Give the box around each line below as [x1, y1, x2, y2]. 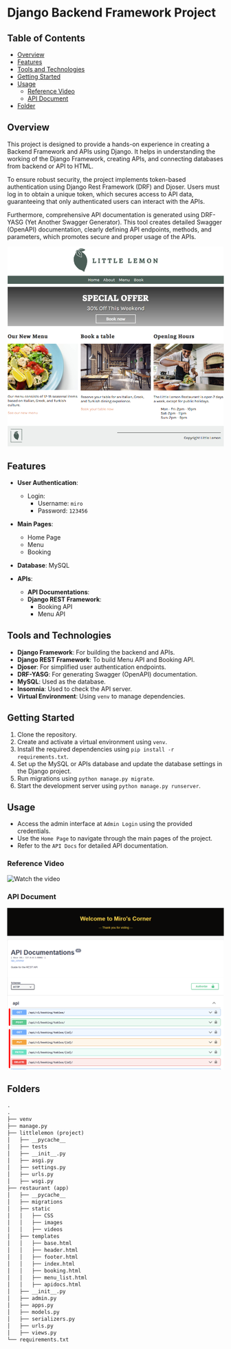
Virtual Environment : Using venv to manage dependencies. [16, 692, 186, 700]
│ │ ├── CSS [7, 1213, 54, 1219]
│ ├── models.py [7, 1309, 60, 1316]
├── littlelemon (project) [7, 1130, 85, 1137]
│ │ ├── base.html [7, 1240, 72, 1247]
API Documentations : [27, 588, 90, 596]
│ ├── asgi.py [7, 1157, 54, 1164]
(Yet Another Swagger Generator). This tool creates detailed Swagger [25, 218, 222, 226]
